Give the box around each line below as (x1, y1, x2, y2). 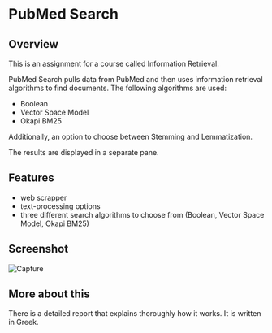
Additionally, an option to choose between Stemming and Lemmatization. (8, 132, 253, 141)
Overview (8, 37, 59, 51)
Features (8, 171, 54, 185)
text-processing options (19, 201, 101, 211)
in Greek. (8, 318, 39, 327)
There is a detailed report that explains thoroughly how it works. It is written (8, 309, 261, 318)
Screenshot (8, 242, 69, 256)
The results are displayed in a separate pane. (8, 148, 160, 157)
